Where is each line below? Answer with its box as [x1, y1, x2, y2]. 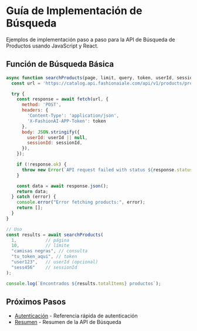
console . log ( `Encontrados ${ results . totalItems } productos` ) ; [6, 281, 161, 286]
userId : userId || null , [27, 134, 88, 140]
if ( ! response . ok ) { [16, 161, 67, 167]
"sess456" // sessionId [11, 264, 77, 271]
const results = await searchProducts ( [6, 232, 104, 238]
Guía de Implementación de [6, 4, 142, 18]
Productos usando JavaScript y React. [6, 42, 98, 49]
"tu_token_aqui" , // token [11, 254, 77, 259]
